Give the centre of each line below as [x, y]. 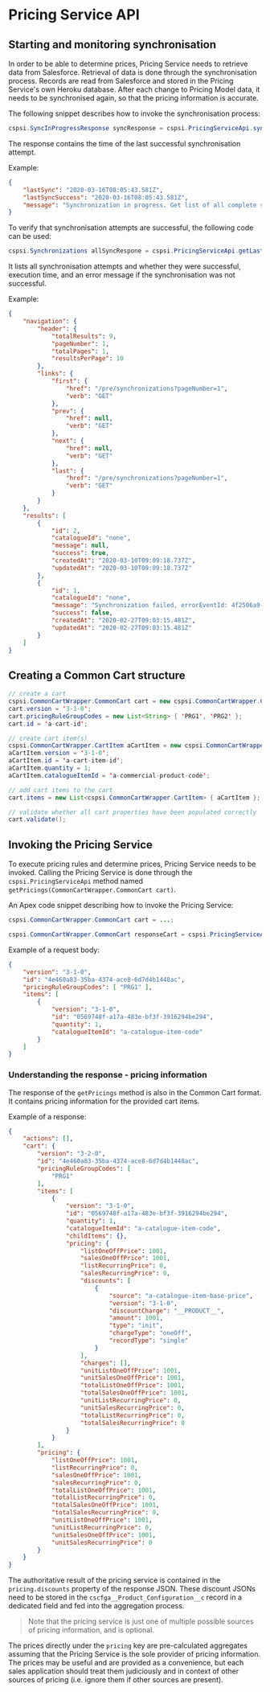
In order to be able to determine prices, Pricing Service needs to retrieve [128, 64]
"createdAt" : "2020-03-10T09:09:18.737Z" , [123, 561]
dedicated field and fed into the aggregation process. [96, 1606]
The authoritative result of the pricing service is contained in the [115, 1580]
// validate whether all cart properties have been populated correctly [133, 812]
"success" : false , [82, 613]
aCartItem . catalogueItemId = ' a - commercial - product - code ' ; [109, 775]
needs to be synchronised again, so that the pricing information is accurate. [133, 98]
